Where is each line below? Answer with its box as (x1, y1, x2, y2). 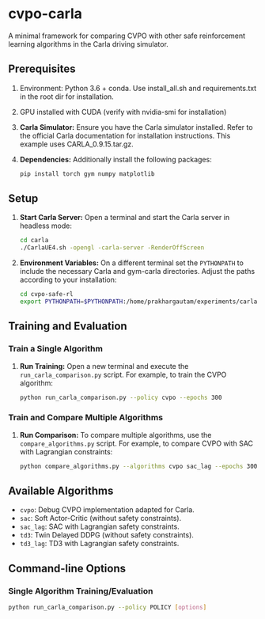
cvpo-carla (8, 5, 83, 23)
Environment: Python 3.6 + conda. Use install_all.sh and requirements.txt (19, 83, 257, 93)
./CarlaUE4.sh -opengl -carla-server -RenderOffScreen (19, 244, 205, 252)
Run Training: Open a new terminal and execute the (19, 361, 189, 370)
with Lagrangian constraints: (19, 446, 113, 456)
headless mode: (19, 221, 73, 230)
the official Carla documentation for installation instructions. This (19, 131, 231, 140)
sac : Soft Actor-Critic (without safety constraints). (19, 514, 182, 523)
